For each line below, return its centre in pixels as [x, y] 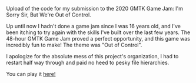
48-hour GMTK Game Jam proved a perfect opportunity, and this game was [98, 39]
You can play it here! [31, 74]
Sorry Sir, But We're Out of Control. [49, 15]
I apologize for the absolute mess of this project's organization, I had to [92, 56]
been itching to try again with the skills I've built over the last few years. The [98, 32]
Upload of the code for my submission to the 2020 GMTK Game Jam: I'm [95, 9]
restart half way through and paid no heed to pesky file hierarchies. [88, 62]
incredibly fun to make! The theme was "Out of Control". [74, 45]
